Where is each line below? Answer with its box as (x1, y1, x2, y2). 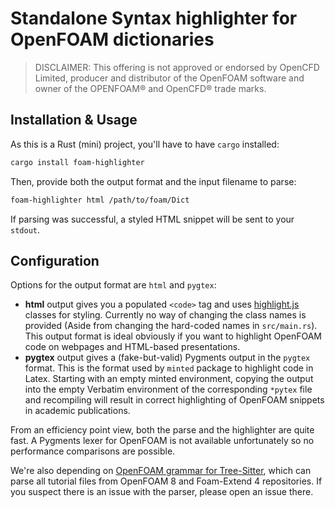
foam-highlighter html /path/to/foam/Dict (10, 195, 190, 205)
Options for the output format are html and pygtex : (10, 279, 217, 291)
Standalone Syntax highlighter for (10, 7, 298, 30)
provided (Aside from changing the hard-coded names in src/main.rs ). (24, 320, 318, 332)
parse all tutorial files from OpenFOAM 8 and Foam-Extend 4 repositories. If (10, 475, 323, 487)
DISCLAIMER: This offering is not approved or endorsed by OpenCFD (34, 61, 320, 73)
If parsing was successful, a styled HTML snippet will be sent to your (10, 213, 295, 225)
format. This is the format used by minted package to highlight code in (24, 362, 314, 374)
